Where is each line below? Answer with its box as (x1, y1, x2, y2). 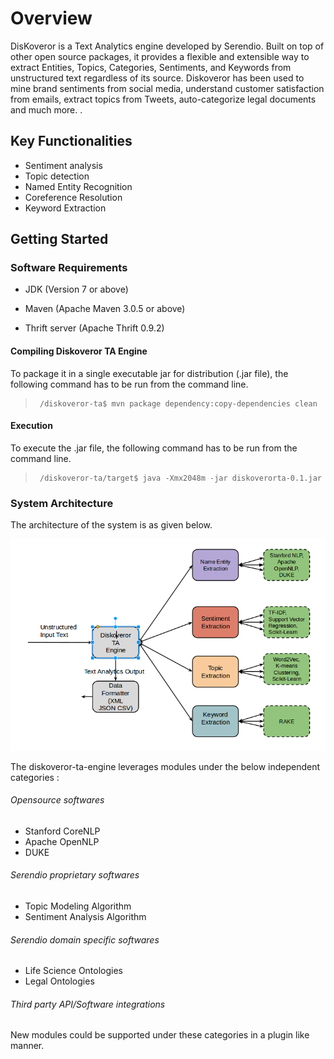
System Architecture (10, 496, 114, 510)
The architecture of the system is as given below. (10, 519, 213, 531)
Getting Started (10, 231, 109, 248)
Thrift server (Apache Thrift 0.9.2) (24, 322, 165, 334)
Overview (10, 7, 93, 30)
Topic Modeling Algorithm (24, 900, 132, 912)
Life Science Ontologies (24, 965, 124, 977)
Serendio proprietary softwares (10, 869, 140, 881)
